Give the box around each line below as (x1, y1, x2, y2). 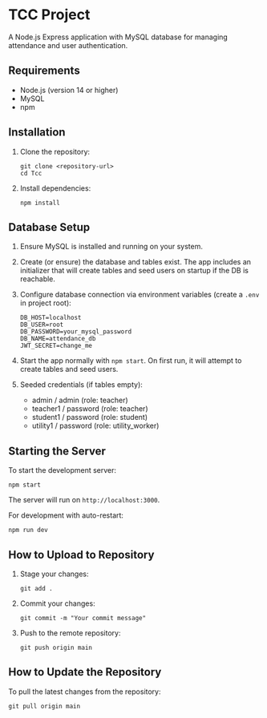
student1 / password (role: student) (31, 413, 148, 422)
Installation (8, 126, 66, 139)
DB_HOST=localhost (19, 314, 82, 322)
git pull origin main (8, 702, 81, 710)
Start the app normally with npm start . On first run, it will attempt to (19, 356, 242, 365)
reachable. (19, 274, 56, 284)
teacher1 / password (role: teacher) (31, 404, 148, 413)
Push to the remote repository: (19, 628, 121, 638)
